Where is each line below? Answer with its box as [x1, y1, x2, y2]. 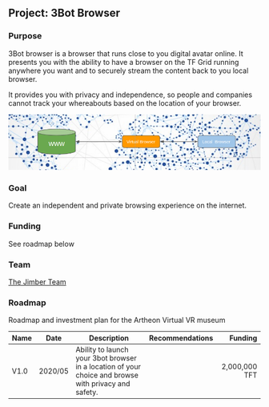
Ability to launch [75, 345, 129, 355]
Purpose [8, 30, 42, 42]
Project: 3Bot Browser [8, 6, 120, 20]
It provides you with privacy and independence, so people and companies [8, 90, 253, 99]
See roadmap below [8, 239, 74, 248]
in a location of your [75, 362, 142, 372]
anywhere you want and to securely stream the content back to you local [8, 66, 249, 75]
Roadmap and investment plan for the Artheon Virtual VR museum [8, 316, 226, 325]
